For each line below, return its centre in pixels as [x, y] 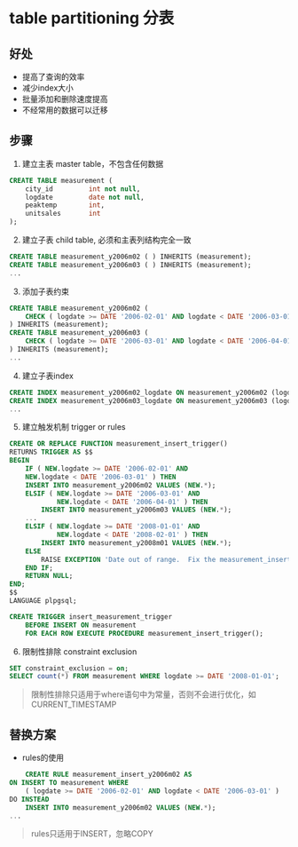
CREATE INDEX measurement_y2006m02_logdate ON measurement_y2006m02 [138, 392]
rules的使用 [43, 758]
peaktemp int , [65, 205]
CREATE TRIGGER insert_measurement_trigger [91, 617]
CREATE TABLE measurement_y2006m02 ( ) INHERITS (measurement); [130, 257]
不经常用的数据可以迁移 [65, 110]
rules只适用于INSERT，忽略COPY [92, 834]
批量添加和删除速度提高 [65, 99]
